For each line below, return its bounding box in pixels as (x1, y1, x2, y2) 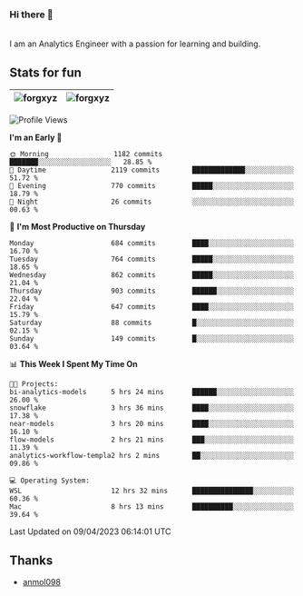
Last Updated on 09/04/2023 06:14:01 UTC (9, 526, 171, 537)
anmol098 (22, 576, 62, 587)
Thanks (9, 552, 54, 568)
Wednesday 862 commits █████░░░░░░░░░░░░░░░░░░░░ (9, 271, 295, 280)
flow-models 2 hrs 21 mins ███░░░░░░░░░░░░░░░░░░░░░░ (9, 435, 295, 444)
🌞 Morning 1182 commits (9, 150, 163, 159)
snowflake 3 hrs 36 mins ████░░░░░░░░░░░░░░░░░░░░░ (9, 403, 295, 412)
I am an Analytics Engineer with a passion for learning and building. (9, 38, 261, 49)
